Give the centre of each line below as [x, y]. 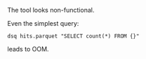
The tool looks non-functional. [51, 10]
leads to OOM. [28, 49]
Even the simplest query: [43, 23]
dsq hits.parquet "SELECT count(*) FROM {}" [73, 36]
